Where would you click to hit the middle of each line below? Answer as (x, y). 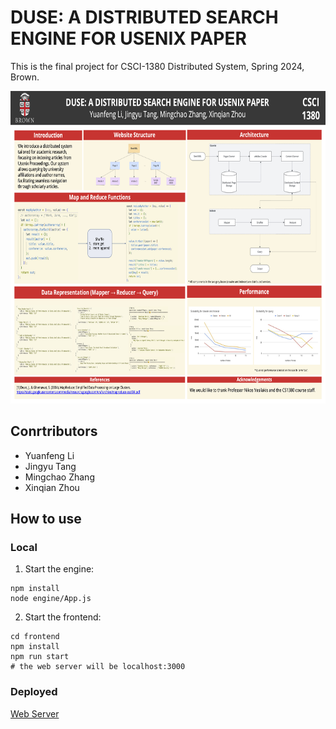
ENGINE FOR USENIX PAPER (128, 38)
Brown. (25, 77)
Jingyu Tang (50, 466)
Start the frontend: (63, 617)
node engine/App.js (51, 599)
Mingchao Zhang (59, 477)
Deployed (34, 692)
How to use (46, 519)
